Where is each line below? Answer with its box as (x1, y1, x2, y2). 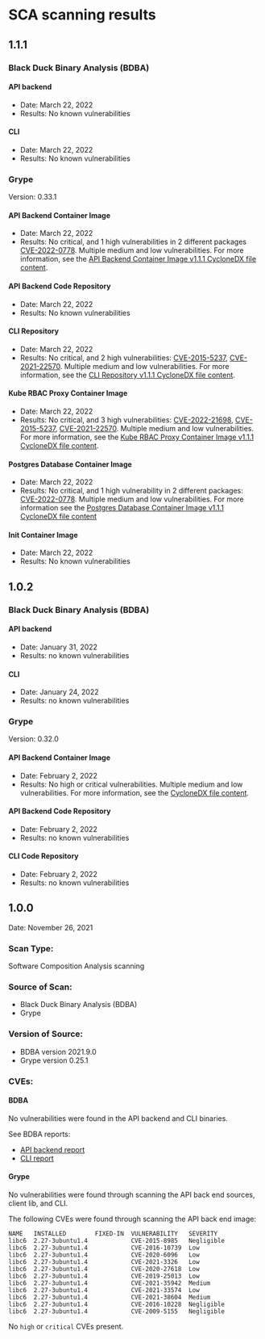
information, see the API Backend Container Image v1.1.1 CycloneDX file (19, 254, 256, 264)
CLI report (19, 1153, 54, 1163)
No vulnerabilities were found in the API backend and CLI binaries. (8, 1113, 228, 1123)
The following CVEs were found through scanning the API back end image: (8, 1214, 256, 1224)
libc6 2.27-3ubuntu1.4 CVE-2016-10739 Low (8, 1244, 200, 1253)
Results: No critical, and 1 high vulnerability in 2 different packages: (19, 486, 243, 496)
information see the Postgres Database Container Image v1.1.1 (19, 503, 224, 513)
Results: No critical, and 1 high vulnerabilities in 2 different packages (19, 237, 247, 247)
